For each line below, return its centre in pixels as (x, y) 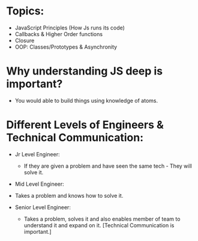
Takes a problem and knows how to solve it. (69, 195)
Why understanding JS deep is (85, 71)
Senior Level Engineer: (43, 207)
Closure (25, 40)
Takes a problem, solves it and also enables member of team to (102, 219)
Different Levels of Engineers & (85, 125)
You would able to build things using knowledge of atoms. (86, 100)
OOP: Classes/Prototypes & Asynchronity (66, 47)
